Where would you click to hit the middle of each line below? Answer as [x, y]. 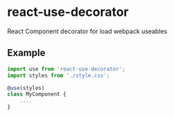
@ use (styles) [26, 88]
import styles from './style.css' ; [59, 75]
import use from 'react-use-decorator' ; [67, 69]
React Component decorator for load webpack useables [87, 31]
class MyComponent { [37, 94]
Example [26, 53]
